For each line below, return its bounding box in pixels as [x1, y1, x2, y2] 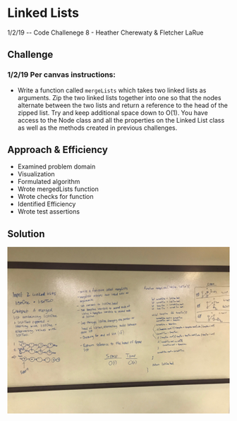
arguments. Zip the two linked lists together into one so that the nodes [17, 93, 221, 102]
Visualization [17, 170, 55, 178]
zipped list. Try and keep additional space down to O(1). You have [17, 108, 208, 117]
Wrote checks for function [17, 193, 94, 201]
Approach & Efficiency [7, 144, 108, 156]
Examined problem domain [17, 162, 96, 171]
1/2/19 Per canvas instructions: [7, 70, 116, 80]
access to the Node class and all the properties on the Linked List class [17, 116, 225, 124]
